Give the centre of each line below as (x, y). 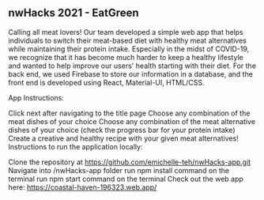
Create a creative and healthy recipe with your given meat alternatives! (123, 138)
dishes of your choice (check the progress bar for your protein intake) (122, 130)
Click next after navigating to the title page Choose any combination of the (129, 113)
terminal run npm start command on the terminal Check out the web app (126, 179)
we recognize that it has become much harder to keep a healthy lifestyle (126, 57)
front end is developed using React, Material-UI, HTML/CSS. (106, 82)
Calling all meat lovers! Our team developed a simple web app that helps (126, 32)
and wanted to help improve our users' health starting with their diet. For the (132, 66)
